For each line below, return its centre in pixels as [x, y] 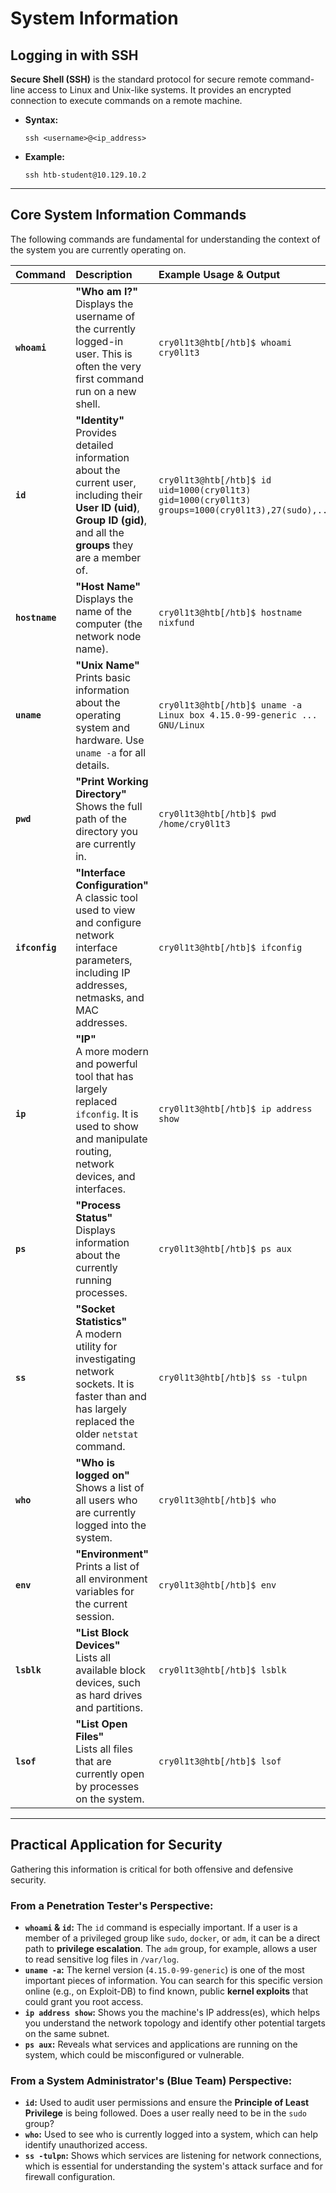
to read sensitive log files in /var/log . [102, 1959]
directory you [107, 831]
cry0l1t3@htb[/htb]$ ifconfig [230, 947]
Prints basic [103, 677]
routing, [93, 1151]
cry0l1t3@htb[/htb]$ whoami [225, 342]
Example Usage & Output [219, 274]
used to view [105, 910]
